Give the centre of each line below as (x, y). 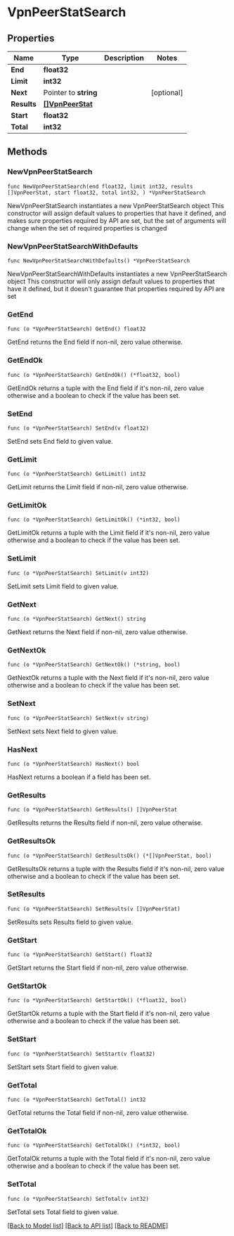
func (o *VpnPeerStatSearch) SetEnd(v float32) (78, 428)
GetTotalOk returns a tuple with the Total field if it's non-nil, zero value (109, 1159)
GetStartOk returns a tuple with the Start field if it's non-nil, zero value (109, 1014)
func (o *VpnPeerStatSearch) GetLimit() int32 (77, 474)
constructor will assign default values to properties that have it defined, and (117, 213)
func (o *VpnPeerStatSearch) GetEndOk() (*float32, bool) (94, 375)
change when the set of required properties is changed (87, 228)
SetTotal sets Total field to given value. (63, 1212)
